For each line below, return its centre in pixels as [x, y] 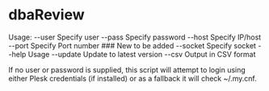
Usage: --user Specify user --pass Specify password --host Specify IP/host [135, 37]
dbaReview [46, 15]
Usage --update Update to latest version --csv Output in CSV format [142, 54]
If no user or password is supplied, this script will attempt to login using [127, 69]
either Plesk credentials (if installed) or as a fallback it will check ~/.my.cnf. [132, 78]
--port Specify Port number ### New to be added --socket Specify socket [132, 45]
